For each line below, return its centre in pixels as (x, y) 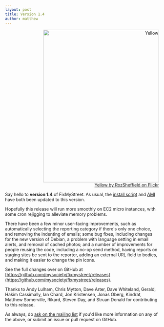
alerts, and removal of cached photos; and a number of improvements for (79, 245)
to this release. (20, 305)
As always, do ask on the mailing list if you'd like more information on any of (81, 314)
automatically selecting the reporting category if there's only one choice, (78, 229)
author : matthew (21, 19)
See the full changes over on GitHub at (44, 269)
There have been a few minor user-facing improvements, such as (71, 224)
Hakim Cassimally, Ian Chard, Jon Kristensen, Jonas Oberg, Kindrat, (73, 295)
